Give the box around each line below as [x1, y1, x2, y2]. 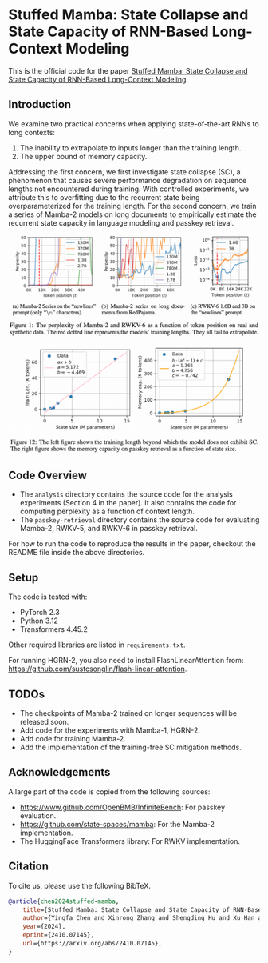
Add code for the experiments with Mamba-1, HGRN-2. [19, 725, 201, 735]
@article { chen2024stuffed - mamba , [8, 897, 120, 905]
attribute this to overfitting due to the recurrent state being [8, 192, 200, 202]
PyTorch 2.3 [19, 608, 60, 617]
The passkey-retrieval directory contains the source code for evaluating [19, 515, 260, 525]
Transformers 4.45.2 [19, 625, 88, 634]
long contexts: [8, 127, 56, 137]
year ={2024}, [22, 922, 66, 931]
